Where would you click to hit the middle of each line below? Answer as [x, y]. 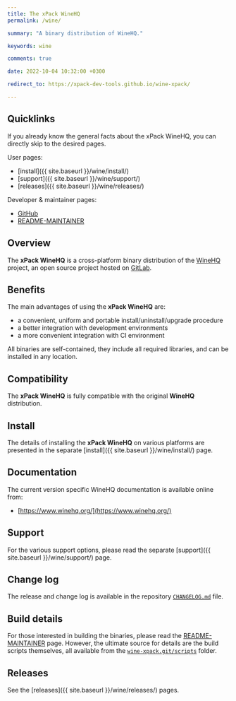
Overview [29, 243]
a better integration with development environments [93, 328]
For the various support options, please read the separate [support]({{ [109, 550]
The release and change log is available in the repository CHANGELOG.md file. [116, 596]
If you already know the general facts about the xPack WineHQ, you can [112, 136]
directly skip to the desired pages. [57, 143]
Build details [35, 619]
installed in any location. [42, 357]
